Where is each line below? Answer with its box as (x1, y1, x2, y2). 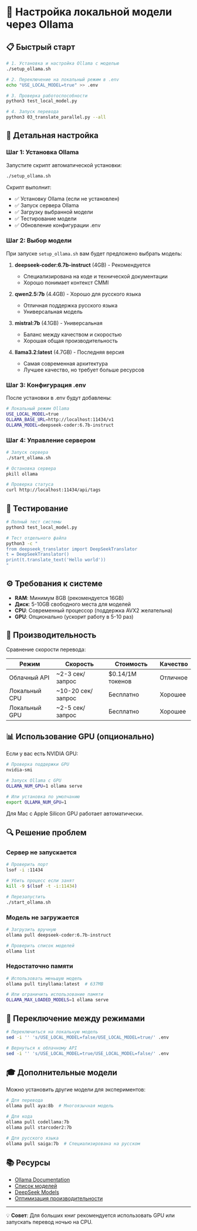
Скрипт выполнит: (6, 184, 52, 191)
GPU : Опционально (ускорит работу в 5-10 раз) (14, 613, 134, 620)
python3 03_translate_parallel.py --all (6, 114, 107, 120)
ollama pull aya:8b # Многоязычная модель (6, 1103, 114, 1109)
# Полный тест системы (6, 519, 62, 525)
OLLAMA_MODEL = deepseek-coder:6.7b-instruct (6, 422, 114, 428)
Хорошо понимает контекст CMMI (23, 279, 109, 286)
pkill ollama (6, 471, 38, 477)
